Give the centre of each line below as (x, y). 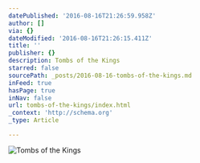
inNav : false (30, 98)
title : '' (25, 46)
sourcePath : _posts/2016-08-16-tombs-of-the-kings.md (100, 75)
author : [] (27, 23)
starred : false (34, 68)
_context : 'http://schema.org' (61, 113)
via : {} (21, 31)
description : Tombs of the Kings (64, 61)
